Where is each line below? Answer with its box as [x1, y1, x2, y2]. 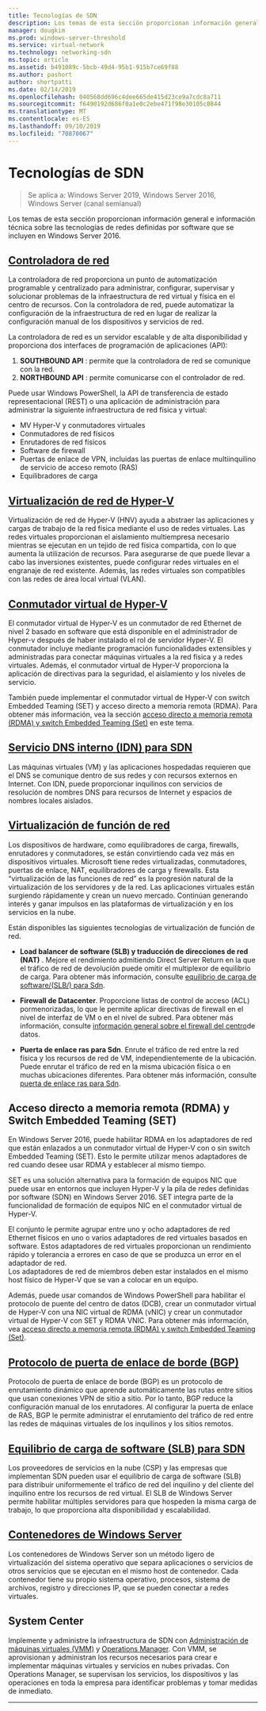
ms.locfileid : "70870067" [8, 129, 93, 137]
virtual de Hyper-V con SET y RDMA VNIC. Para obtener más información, [8, 1316, 249, 1325]
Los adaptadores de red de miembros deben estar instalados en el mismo [8, 1267, 249, 1276]
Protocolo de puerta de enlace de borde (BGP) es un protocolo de [8, 1377, 223, 1386]
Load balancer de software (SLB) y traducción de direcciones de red [19, 946, 249, 956]
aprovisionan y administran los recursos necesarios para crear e [8, 1652, 218, 1662]
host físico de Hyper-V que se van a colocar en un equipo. [8, 1275, 199, 1285]
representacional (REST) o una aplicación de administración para [8, 397, 220, 406]
